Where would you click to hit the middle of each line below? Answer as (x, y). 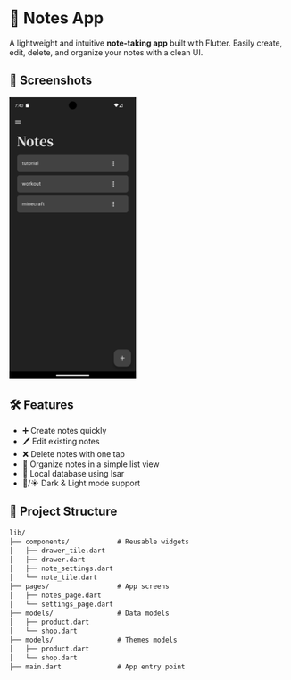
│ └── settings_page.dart (62, 605)
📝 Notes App (57, 18)
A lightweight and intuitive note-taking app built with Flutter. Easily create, (146, 43)
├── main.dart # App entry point (97, 667)
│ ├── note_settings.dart (62, 569)
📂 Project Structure (63, 511)
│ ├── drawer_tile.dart (57, 551)
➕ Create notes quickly (64, 431)
